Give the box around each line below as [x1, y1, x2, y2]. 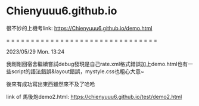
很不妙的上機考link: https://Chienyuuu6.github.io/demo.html [6, 24, 153, 32]
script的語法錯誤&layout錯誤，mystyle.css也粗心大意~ [11, 67, 144, 75]
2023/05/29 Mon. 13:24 [6, 48, 64, 55]
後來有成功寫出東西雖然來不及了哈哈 [6, 80, 95, 88]
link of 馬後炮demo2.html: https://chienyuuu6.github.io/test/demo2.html [6, 93, 182, 100]
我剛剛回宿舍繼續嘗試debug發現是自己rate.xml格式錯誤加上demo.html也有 [6, 60, 188, 67]
